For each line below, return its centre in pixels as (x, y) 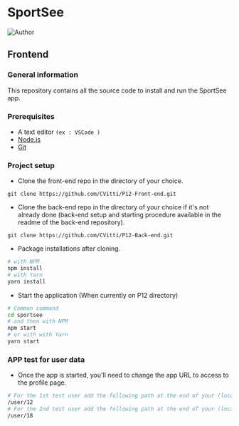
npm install (25, 269)
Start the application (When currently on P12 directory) (98, 295)
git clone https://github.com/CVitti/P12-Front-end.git (92, 194)
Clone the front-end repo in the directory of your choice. (100, 181)
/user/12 (20, 402)
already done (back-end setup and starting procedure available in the (119, 215)
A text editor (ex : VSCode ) (59, 132)
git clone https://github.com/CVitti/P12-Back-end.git (90, 236)
